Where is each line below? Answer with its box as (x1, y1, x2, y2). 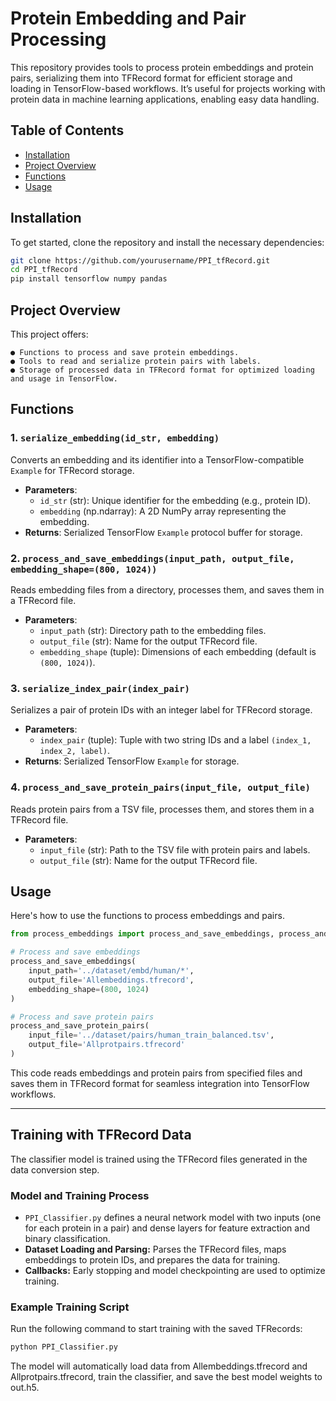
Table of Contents (10, 122, 125, 139)
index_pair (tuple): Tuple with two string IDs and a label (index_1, (39, 734, 312, 746)
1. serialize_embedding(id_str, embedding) (10, 431, 220, 445)
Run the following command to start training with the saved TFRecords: (10, 1323, 303, 1335)
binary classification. (24, 1233, 111, 1244)
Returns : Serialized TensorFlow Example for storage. (24, 755, 240, 767)
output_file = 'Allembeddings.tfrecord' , (28, 975, 195, 985)
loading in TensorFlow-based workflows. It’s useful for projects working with (10, 82, 326, 94)
